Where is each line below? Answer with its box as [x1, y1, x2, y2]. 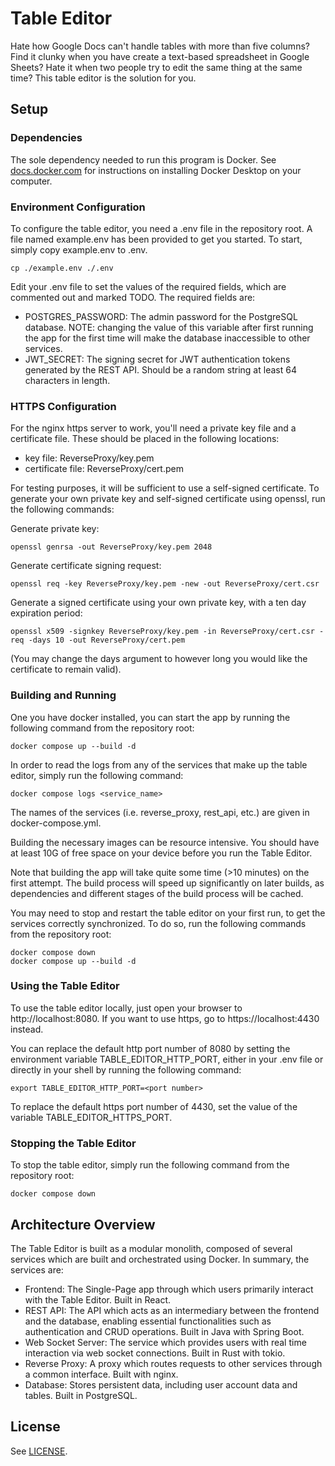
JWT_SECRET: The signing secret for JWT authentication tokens [24, 353, 291, 365]
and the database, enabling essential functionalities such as [24, 1315, 272, 1327]
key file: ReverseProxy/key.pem [24, 452, 155, 464]
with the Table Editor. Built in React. [24, 1293, 172, 1306]
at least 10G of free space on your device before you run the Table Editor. [10, 847, 313, 859]
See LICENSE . [10, 1445, 68, 1457]
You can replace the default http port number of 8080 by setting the [10, 1042, 291, 1054]
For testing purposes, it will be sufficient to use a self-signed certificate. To [10, 482, 320, 494]
